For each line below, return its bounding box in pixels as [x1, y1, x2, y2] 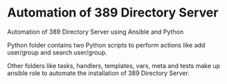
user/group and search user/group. [7, 48, 107, 56]
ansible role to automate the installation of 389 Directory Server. [7, 69, 190, 77]
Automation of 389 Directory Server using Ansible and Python [7, 28, 184, 36]
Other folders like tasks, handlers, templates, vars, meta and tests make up [7, 61, 220, 70]
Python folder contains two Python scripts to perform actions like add [7, 41, 206, 49]
